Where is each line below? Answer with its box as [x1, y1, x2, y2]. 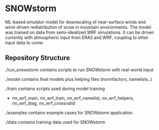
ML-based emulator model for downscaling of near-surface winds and [5, 19, 146, 25]
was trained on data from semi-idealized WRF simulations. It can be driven [5, 29, 155, 35]
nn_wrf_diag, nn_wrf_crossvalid [12, 100, 75, 106]
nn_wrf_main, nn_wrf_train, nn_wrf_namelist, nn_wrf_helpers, [12, 95, 134, 101]
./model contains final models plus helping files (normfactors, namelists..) [5, 76, 152, 82]
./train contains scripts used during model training [5, 86, 106, 92]
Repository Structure [5, 54, 71, 62]
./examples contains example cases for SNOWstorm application [5, 110, 133, 115]
